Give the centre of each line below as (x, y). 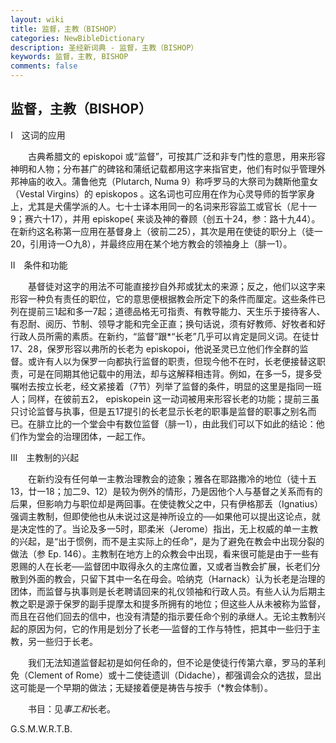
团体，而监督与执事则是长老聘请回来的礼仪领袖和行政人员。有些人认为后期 (163, 591)
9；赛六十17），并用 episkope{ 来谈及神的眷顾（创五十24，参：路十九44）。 (165, 218)
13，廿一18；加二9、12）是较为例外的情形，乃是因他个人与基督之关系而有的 (166, 491)
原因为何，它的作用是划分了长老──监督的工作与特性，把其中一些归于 (169, 628)
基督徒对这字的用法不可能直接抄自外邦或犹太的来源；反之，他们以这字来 (176, 286)
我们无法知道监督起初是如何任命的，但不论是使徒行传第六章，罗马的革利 (176, 662)
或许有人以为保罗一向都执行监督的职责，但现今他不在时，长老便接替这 (172, 361)
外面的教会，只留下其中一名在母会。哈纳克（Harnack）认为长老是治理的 (176, 578)
